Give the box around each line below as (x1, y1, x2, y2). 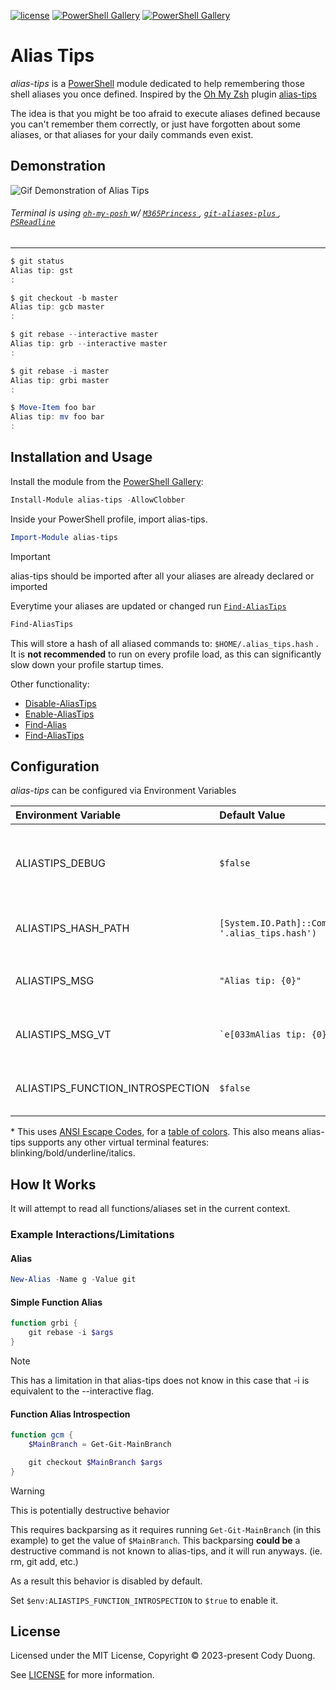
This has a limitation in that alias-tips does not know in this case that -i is (10, 1374, 310, 1386)
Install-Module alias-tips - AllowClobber (10, 495, 186, 505)
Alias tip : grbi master (10, 375, 110, 385)
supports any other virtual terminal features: (27, 1136, 210, 1149)
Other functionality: (10, 678, 90, 690)
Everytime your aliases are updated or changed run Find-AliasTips (10, 600, 287, 612)
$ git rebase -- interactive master (10, 330, 159, 340)
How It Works (10, 1176, 97, 1193)
